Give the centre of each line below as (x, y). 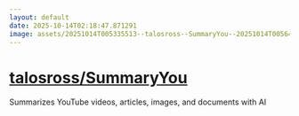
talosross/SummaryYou (99, 77)
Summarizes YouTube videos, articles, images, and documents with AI (138, 102)
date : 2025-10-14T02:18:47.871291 (73, 26)
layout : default (39, 17)
